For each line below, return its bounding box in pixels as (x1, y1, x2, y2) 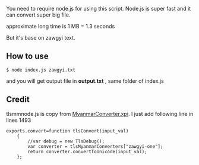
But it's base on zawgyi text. (6, 34, 75, 41)
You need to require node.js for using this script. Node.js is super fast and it (6, 5, 191, 12)
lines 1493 (6, 117, 31, 124)
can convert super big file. (6, 11, 71, 18)
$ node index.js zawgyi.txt (6, 67, 76, 73)
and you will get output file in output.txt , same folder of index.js (6, 77, 165, 85)
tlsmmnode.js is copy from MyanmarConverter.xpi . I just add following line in (6, 110, 194, 117)
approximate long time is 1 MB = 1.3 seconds (6, 23, 115, 30)
